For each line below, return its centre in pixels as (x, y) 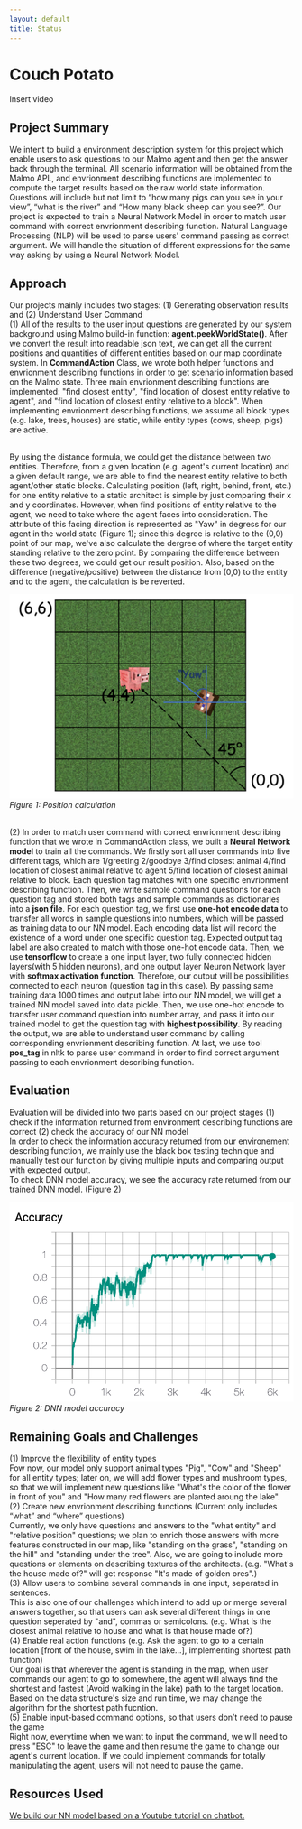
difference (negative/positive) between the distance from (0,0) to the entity (149, 572)
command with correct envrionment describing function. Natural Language (148, 227)
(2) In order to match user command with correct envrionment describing (145, 831)
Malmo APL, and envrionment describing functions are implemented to (141, 178)
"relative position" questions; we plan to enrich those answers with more (144, 1536)
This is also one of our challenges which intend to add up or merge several (148, 1602)
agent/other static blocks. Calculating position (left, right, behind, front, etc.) (151, 486)
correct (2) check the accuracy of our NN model (99, 1131)
